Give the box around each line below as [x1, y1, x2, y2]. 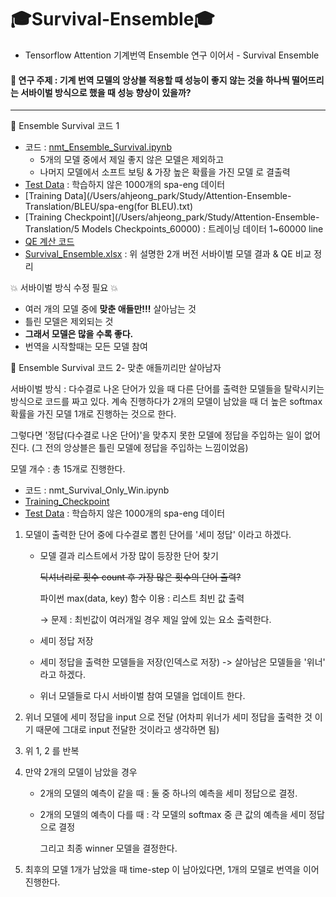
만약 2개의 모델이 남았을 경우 [24, 766, 138, 778]
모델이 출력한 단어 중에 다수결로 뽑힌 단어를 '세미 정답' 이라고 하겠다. [24, 529, 292, 541]
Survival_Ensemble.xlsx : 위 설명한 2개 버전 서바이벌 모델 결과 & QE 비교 [24, 248, 312, 260]
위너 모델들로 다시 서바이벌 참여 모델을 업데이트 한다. [39, 690, 246, 702]
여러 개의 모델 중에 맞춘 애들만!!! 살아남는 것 [24, 303, 197, 315]
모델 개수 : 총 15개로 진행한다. [10, 463, 126, 475]
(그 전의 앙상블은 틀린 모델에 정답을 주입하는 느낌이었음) [31, 442, 249, 454]
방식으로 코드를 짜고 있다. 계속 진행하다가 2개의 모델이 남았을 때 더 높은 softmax [10, 396, 323, 408]
